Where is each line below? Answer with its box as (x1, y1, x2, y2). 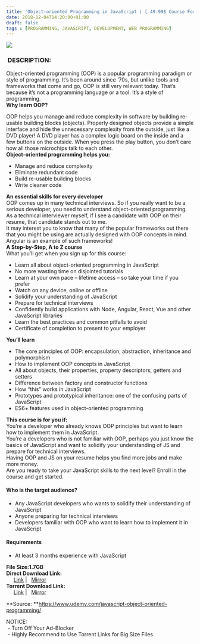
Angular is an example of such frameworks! (6, 237, 113, 244)
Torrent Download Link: (6, 582, 65, 589)
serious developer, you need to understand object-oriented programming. (6, 205, 187, 212)
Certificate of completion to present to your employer (14, 324, 146, 332)
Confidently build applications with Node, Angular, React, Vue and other (14, 305, 192, 312)
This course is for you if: (6, 416, 68, 423)
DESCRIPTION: (7, 56, 52, 64)
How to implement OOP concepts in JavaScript (14, 360, 130, 367)
